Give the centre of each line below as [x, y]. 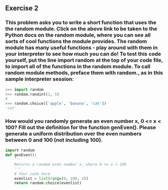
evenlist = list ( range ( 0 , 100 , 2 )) [51, 178]
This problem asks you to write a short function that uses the [81, 23]
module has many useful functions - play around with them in [81, 48]
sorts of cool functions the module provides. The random [76, 41]
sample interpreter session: [40, 79]
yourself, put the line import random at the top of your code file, [84, 60]
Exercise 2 [22, 8]
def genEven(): [21, 155]
